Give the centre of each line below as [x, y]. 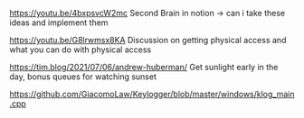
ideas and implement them [59, 23]
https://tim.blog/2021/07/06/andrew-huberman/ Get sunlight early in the [144, 67]
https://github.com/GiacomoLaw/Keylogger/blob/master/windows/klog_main [152, 94]
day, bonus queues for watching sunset [83, 77]
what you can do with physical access [81, 50]
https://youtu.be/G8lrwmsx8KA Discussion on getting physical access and [148, 40]
